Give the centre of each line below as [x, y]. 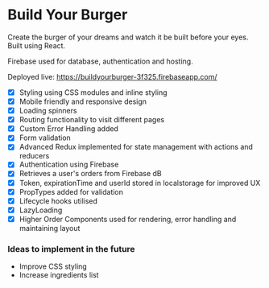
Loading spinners [48, 111]
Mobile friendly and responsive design [83, 101]
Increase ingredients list [59, 275]
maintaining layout [50, 228]
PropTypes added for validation [71, 191]
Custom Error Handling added [68, 129]
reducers [34, 156]
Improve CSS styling [53, 266]
